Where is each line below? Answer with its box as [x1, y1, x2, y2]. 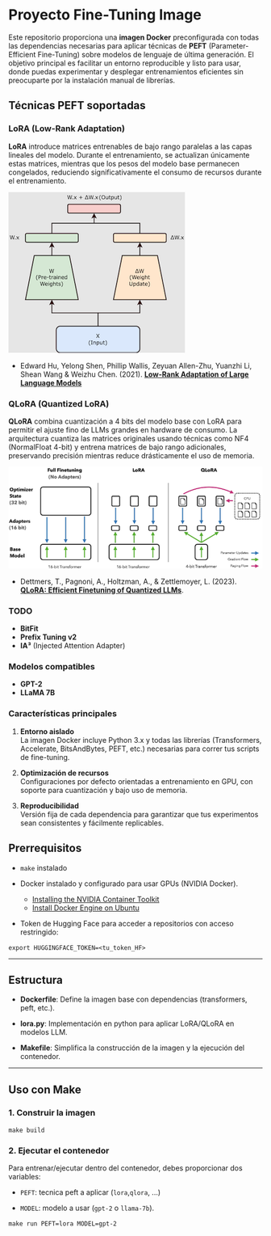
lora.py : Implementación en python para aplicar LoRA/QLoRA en [19, 1019, 235, 1028]
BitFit [19, 624, 39, 634]
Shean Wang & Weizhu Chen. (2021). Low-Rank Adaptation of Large [19, 369, 249, 379]
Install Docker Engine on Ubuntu [31, 903, 140, 913]
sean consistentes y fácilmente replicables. [19, 818, 164, 828]
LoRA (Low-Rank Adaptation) [8, 123, 125, 134]
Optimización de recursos [19, 768, 109, 778]
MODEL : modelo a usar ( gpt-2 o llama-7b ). [19, 1203, 155, 1213]
